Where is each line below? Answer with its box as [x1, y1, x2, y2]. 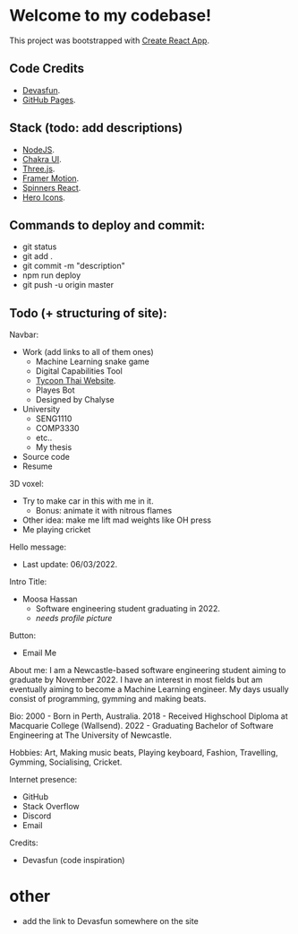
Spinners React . [21, 182, 81, 193]
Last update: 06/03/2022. [21, 559, 118, 570]
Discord [21, 810, 52, 821]
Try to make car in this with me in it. [21, 496, 154, 506]
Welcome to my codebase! [9, 5, 212, 26]
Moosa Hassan [21, 593, 78, 605]
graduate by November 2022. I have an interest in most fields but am [9, 674, 263, 686]
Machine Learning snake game [35, 356, 150, 368]
